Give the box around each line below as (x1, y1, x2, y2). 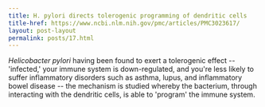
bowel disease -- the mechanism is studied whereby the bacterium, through (8, 81, 257, 91)
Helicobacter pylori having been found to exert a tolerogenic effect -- (8, 56, 236, 65)
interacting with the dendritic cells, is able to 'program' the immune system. (8, 89, 256, 100)
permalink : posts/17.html (8, 34, 94, 42)
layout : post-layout (8, 26, 77, 34)
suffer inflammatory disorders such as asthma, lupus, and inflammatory (8, 73, 243, 82)
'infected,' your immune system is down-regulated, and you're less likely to (8, 65, 255, 74)
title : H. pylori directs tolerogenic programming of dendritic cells (8, 11, 247, 20)
